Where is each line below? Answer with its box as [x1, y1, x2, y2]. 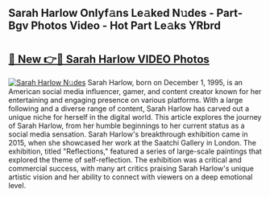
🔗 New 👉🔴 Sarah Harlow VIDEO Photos [8, 52, 210, 66]
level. [8, 181, 27, 190]
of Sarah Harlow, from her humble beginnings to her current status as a [8, 121, 245, 130]
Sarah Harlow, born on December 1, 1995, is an [87, 78, 243, 87]
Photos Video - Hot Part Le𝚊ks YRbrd [31, 19, 222, 33]
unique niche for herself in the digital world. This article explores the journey [8, 113, 262, 121]
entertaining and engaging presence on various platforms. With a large [8, 96, 243, 105]
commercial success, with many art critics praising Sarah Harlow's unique [8, 164, 254, 173]
